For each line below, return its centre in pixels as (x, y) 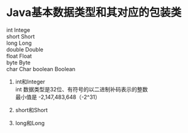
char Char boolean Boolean (41, 69)
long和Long (30, 123)
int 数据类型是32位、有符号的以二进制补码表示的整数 (81, 89)
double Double (25, 49)
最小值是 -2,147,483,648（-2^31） (58, 97)
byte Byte (18, 63)
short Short (21, 36)
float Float (19, 56)
